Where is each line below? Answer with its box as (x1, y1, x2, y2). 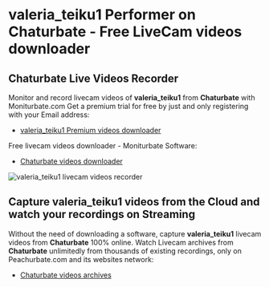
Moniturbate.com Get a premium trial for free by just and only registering (8, 102, 249, 111)
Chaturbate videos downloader (19, 156, 123, 166)
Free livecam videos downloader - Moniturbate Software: (8, 141, 198, 150)
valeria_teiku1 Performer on (8, 6, 197, 24)
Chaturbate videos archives (19, 270, 112, 280)
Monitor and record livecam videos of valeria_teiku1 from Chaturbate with (8, 93, 255, 102)
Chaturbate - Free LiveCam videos (8, 22, 243, 41)
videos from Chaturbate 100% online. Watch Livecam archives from (8, 237, 234, 247)
